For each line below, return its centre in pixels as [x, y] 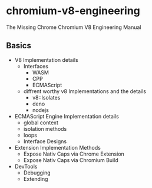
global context [41, 123]
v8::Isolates [46, 97]
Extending [36, 179]
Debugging [37, 173]
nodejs [40, 110]
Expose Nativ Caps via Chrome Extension [74, 154]
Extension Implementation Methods [58, 147]
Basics [19, 46]
